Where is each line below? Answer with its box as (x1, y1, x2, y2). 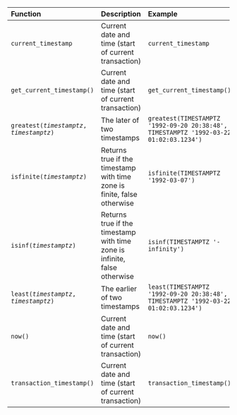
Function (11, 9, 42, 18)
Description (101, 9, 141, 18)
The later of (101, 116, 140, 125)
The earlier (101, 284, 138, 294)
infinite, (101, 254, 126, 263)
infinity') (147, 245, 185, 253)
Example (147, 9, 178, 18)
